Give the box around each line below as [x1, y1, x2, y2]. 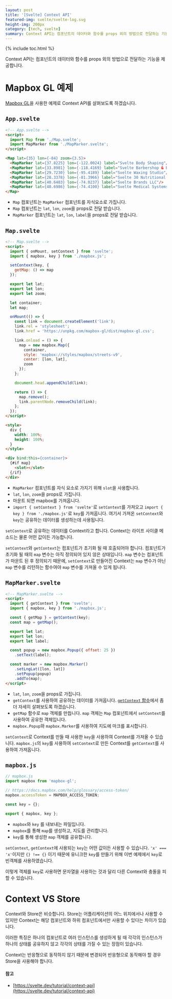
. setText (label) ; [14, 652, 52, 658]
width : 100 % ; [14, 432, 42, 437]
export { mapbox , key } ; [5, 811, 58, 816]
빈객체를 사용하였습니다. [5, 857, 54, 863]
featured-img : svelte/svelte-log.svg [5, 17, 86, 22]
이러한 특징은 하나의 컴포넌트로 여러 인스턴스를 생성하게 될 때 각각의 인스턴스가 [5, 934, 163, 940]
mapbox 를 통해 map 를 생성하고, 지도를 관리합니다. [12, 827, 109, 834]
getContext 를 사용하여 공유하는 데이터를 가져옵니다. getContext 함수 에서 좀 [12, 697, 164, 703]
